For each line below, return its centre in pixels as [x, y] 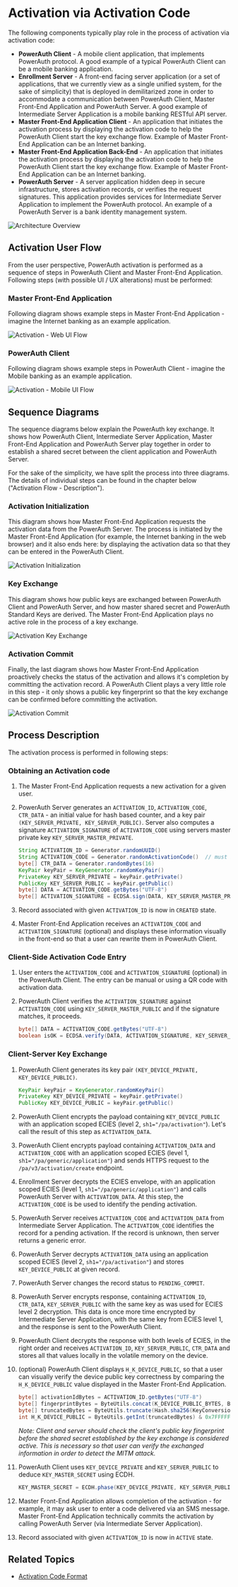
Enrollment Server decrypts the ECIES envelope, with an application [117, 1182]
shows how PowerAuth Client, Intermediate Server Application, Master [110, 437]
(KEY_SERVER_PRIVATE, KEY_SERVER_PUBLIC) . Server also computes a [116, 823]
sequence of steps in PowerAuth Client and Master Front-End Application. [115, 272]
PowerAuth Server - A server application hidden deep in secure [112, 181]
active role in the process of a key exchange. [73, 621]
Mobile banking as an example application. [70, 376]
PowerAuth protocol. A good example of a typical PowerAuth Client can [122, 61]
